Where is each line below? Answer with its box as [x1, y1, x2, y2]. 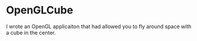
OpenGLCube [6, 4, 74, 17]
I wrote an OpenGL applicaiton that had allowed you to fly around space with [6, 23, 192, 30]
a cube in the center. [6, 29, 56, 36]
